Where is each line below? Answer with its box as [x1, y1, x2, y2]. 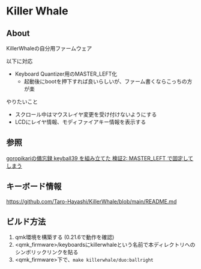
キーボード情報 [6, 181, 62, 192]
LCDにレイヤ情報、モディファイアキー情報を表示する [14, 118, 146, 125]
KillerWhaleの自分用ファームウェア [6, 45, 92, 52]
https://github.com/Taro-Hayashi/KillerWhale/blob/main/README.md [6, 198, 177, 205]
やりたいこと [6, 98, 38, 105]
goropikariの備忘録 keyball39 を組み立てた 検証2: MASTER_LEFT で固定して [6, 154, 194, 162]
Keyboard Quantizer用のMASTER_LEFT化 [14, 70, 118, 77]
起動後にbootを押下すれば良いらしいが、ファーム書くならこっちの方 [23, 78, 193, 85]
